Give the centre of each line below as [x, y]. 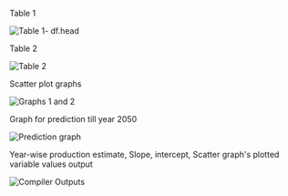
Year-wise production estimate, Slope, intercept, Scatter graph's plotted [144, 155]
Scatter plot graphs [46, 84]
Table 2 [24, 48]
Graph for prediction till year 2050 [73, 119]
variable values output [51, 164]
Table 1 [23, 13]
